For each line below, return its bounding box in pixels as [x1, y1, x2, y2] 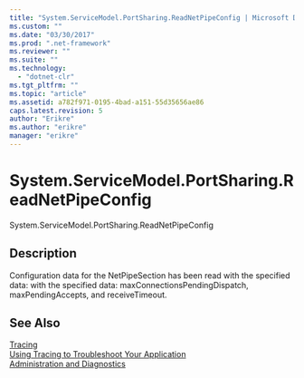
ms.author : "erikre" [9, 123, 88, 132]
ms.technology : [9, 64, 67, 73]
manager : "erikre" [9, 131, 79, 141]
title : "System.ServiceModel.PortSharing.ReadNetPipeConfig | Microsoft [9, 13, 290, 23]
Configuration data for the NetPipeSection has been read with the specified [9, 269, 291, 281]
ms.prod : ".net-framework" [9, 38, 111, 48]
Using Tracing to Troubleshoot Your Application [9, 349, 186, 360]
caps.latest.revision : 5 [9, 106, 103, 115]
